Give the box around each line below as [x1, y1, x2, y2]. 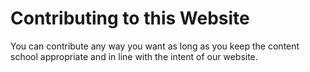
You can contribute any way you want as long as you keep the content [10, 40, 300, 52]
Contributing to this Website [10, 7, 250, 30]
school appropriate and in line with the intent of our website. [10, 50, 258, 62]
